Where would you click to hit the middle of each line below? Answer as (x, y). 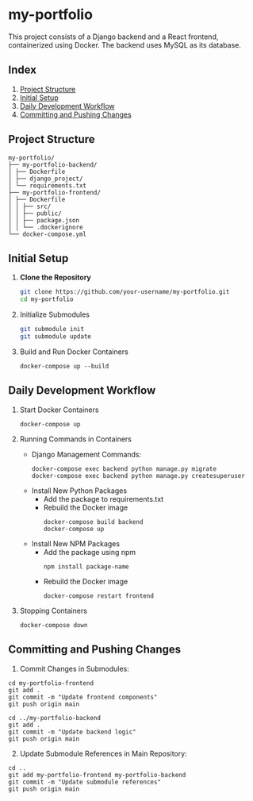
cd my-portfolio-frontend (51, 683)
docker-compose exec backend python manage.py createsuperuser (138, 476)
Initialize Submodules (54, 314)
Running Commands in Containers (76, 439)
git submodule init (52, 329)
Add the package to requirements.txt (103, 499)
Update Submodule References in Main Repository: (103, 753)
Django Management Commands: (86, 454)
